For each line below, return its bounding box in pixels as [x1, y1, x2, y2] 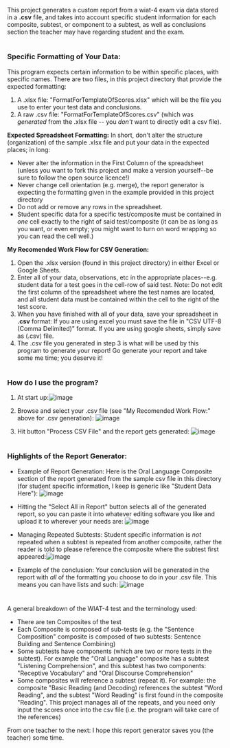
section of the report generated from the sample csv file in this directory [16, 474, 222, 482]
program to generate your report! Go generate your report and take [16, 346, 207, 354]
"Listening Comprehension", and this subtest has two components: [16, 661, 207, 670]
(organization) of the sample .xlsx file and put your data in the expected [7, 138, 209, 147]
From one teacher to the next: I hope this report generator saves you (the [7, 726, 214, 734]
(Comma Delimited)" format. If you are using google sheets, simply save [16, 324, 221, 332]
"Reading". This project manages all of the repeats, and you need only [16, 698, 216, 706]
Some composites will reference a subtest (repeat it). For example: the [16, 676, 216, 684]
